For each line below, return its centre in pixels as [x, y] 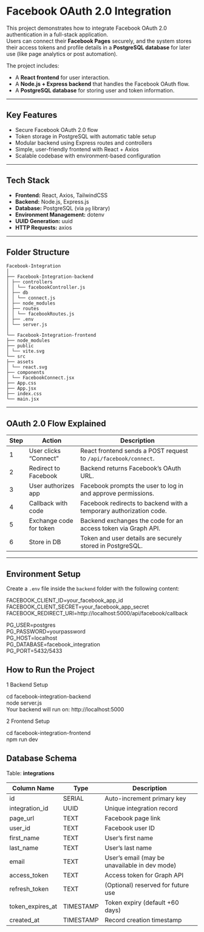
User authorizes [52, 486]
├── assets [20, 362]
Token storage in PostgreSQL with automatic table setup [86, 136]
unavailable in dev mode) [141, 865]
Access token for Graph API [144, 875]
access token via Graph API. [121, 528]
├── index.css [24, 394]
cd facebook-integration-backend [49, 696]
